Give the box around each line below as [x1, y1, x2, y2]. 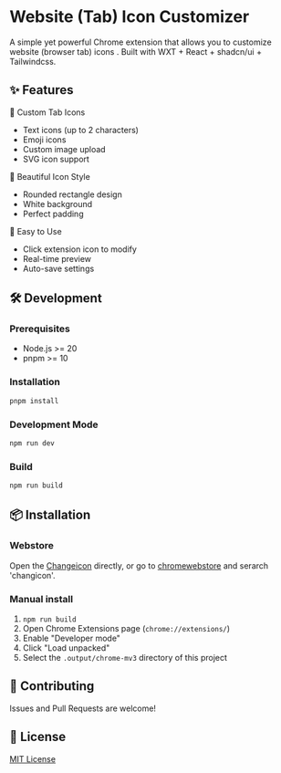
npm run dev [9, 438, 55, 448]
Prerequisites [9, 322, 70, 335]
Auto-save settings [22, 263, 95, 274]
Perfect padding [22, 208, 84, 219]
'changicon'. [9, 569, 57, 580]
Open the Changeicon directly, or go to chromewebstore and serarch [9, 559, 269, 571]
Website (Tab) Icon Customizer [9, 6, 250, 27]
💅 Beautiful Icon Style [9, 171, 91, 182]
